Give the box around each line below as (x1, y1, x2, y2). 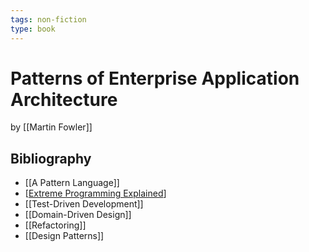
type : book (10, 24, 56, 34)
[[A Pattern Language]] (24, 177, 120, 189)
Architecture (10, 88, 118, 111)
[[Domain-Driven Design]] (24, 209, 132, 221)
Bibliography (10, 150, 92, 167)
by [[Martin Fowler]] (10, 121, 93, 133)
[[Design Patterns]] (24, 230, 105, 242)
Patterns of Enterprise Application (10, 67, 300, 90)
